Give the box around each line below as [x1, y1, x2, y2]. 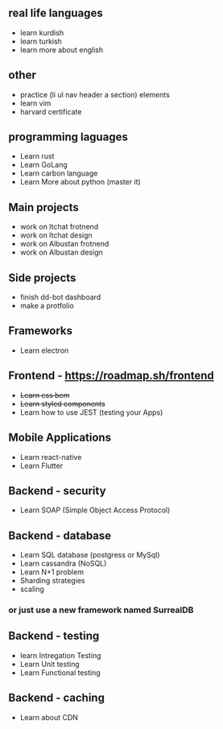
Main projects [8, 201, 79, 214]
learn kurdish [19, 27, 64, 37]
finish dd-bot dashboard [19, 292, 101, 302]
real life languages [8, 6, 103, 20]
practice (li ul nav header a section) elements [19, 89, 171, 99]
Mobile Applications [8, 431, 111, 445]
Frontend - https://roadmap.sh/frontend [8, 369, 215, 383]
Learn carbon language [19, 168, 98, 178]
